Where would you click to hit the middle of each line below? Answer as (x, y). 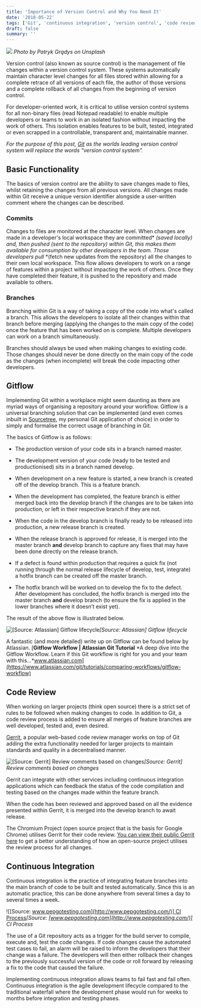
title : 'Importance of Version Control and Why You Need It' (84, 12)
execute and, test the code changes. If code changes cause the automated (99, 942)
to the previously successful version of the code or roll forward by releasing (100, 961)
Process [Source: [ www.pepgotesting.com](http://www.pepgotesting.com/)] (99, 918)
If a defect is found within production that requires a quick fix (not (96, 563)
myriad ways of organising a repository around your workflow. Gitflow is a (97, 407)
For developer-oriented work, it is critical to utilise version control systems (98, 107)
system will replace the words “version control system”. (75, 150)
